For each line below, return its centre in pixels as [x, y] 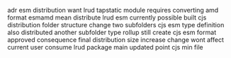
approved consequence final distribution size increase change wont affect [116, 40]
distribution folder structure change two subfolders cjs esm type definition [116, 25]
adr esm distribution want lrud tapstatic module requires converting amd [113, 10]
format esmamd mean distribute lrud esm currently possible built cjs [107, 17]
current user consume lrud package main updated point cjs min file [105, 47]
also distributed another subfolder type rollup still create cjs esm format [112, 32]
